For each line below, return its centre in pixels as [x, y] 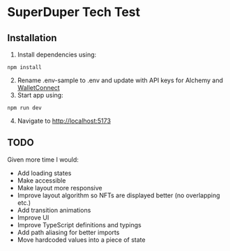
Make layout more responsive [60, 188]
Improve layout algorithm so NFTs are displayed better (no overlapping [119, 195]
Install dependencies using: [57, 54]
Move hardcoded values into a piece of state [81, 239]
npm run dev [24, 108]
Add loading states [44, 173]
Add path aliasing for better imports [68, 232]
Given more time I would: [43, 159]
